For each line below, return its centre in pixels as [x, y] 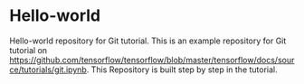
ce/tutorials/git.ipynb [48, 70]
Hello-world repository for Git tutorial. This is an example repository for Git [148, 41]
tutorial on [28, 50]
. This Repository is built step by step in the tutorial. [182, 70]
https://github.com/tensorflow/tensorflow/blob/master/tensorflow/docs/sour [152, 60]
